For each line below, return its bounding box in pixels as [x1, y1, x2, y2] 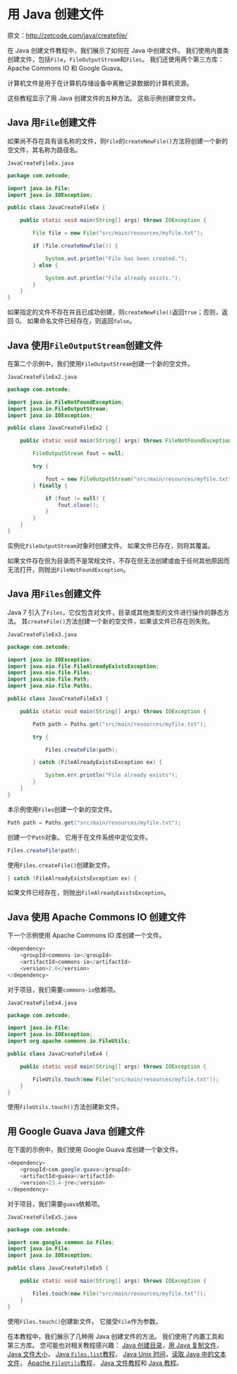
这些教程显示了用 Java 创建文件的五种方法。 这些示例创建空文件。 [7, 93, 200, 102]
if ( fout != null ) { [44, 495, 106, 502]
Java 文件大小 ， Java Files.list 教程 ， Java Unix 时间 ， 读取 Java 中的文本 [7, 1349, 227, 1358]
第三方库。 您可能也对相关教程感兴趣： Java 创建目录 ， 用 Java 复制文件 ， [7, 1341, 224, 1349]
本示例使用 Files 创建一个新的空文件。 [7, 805, 116, 814]
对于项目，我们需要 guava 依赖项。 [7, 1199, 104, 1208]
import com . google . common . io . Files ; [7, 1238, 115, 1246]
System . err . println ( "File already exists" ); [44, 772, 178, 779]
